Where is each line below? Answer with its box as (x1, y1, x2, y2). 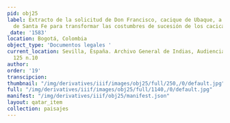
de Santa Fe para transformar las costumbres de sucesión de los (13, 23, 204, 29)
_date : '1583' (7, 29, 48, 36)
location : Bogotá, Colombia (7, 36, 88, 42)
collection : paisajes (7, 105, 69, 112)
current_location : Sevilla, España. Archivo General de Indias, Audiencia (7, 49, 225, 55)
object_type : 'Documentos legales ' (7, 42, 112, 49)
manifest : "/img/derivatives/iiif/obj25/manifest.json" (7, 93, 170, 100)
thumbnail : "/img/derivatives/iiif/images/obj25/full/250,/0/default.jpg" (7, 80, 225, 87)
